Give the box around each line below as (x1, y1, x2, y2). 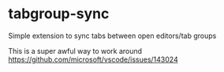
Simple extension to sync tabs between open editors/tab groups (8, 31, 217, 40)
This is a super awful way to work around (8, 46, 143, 55)
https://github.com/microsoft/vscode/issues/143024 (8, 55, 179, 64)
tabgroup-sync (8, 5, 110, 23)
